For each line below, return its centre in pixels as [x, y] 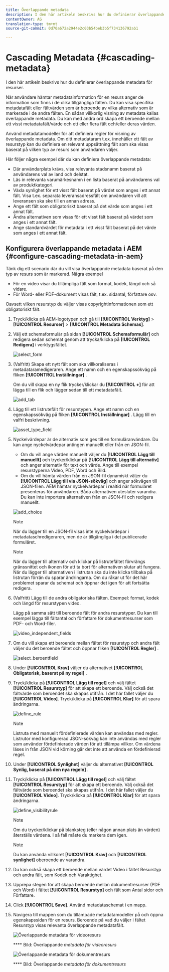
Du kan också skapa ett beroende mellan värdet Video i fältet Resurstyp [87, 869]
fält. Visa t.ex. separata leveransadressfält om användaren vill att [80, 196]
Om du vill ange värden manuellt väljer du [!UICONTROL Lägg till [88, 454]
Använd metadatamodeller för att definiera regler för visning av [71, 134]
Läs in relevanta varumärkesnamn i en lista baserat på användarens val [86, 180]
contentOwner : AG [24, 19]
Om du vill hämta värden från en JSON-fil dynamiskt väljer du [84, 475]
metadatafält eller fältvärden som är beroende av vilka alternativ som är [79, 108]
